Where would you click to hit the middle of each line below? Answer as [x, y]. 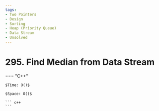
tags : [11, 10]
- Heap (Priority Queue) [31, 28]
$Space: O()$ [19, 94]
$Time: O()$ [17, 85]
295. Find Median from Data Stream [80, 62]
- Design [14, 19]
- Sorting [15, 24]
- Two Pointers [21, 14]
